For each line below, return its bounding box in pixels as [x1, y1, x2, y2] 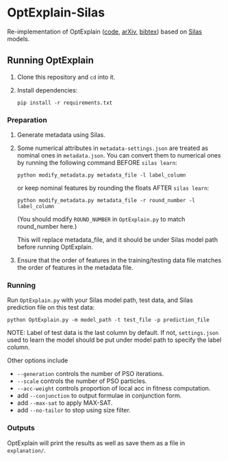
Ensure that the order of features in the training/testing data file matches [16, 256, 222, 264]
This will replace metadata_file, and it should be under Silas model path [16, 236, 218, 244]
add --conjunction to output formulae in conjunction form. [16, 392, 182, 400]
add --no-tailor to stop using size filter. [16, 406, 131, 414]
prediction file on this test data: [7, 303, 95, 312]
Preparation [7, 115, 48, 125]
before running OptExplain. [16, 243, 94, 251]
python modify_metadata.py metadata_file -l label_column [16, 172, 186, 179]
